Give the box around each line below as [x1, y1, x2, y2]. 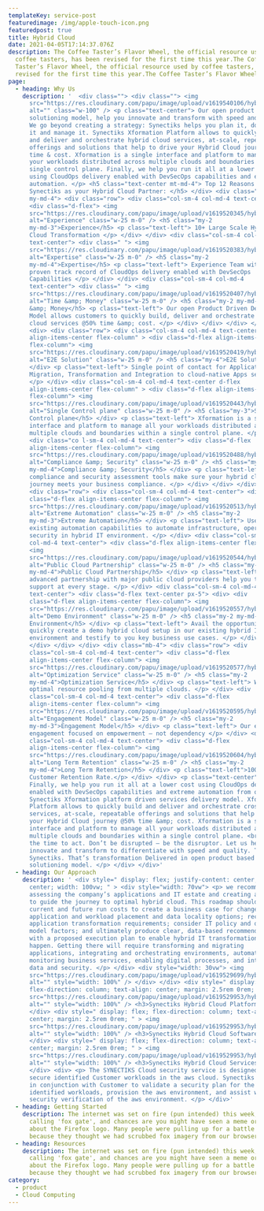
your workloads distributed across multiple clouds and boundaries [28, 158, 255, 166]
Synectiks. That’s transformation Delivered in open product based [28, 854, 255, 862]
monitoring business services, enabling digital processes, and [28, 957, 244, 964]
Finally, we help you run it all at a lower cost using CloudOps [28, 781, 247, 789]
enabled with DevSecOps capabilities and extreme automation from [28, 788, 251, 796]
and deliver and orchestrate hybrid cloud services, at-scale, [28, 136, 241, 144]
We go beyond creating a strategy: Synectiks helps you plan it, [28, 121, 247, 129]
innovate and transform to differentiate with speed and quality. [28, 846, 251, 855]
